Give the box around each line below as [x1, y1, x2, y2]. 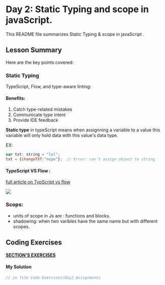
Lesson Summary [6, 46, 62, 54]
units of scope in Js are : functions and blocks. [13, 212, 111, 219]
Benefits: [6, 95, 26, 101]
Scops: [6, 201, 24, 208]
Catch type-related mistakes [13, 106, 73, 113]
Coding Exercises [6, 238, 62, 246]
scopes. [13, 223, 30, 229]
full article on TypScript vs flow [6, 179, 71, 185]
